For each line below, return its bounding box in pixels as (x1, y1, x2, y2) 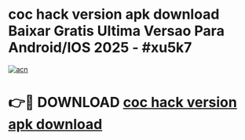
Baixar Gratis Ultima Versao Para (8, 22, 225, 40)
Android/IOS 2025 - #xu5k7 (8, 39, 192, 56)
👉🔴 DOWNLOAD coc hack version (8, 94, 237, 111)
